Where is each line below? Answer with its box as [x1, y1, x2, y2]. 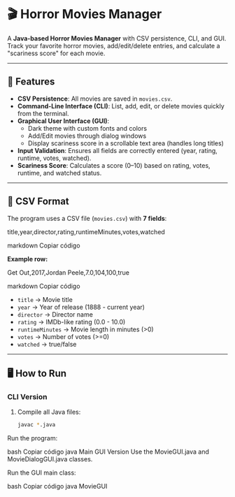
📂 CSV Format [7, 196, 70, 208]
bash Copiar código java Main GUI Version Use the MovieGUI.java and [7, 447, 210, 456]
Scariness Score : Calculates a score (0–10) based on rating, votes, [17, 161, 211, 169]
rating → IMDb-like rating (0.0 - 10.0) [17, 317, 126, 326]
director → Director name [17, 310, 93, 319]
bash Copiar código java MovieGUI [7, 482, 108, 491]
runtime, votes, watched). [17, 154, 92, 162]
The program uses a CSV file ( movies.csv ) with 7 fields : [7, 214, 167, 222]
